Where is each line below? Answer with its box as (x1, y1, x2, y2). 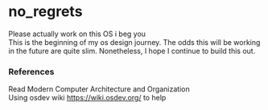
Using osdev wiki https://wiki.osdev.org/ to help (8, 93, 167, 103)
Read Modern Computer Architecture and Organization (8, 84, 191, 94)
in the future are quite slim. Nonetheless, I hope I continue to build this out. (8, 46, 256, 55)
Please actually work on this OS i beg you (8, 29, 146, 39)
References (8, 66, 55, 77)
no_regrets (8, 2, 83, 21)
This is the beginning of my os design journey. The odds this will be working (8, 37, 261, 47)
